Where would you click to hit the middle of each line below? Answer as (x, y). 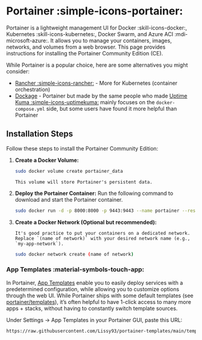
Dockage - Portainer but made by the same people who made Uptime (101, 96)
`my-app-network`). (39, 244)
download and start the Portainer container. (69, 199)
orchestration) (32, 89)
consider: (18, 71)
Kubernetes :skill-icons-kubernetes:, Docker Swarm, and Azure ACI (90, 34)
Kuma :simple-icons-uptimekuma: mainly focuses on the (85, 102)
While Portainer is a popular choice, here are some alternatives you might (97, 65)
